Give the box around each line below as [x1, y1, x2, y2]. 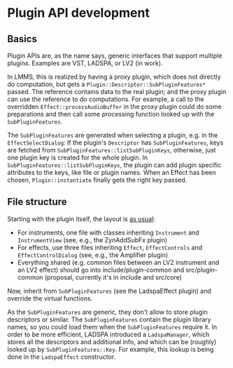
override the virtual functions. [7, 294, 93, 303]
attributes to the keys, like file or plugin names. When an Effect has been [7, 169, 216, 176]
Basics [7, 33, 37, 45]
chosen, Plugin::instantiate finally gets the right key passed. [7, 176, 188, 184]
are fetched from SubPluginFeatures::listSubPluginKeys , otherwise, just [7, 146, 216, 154]
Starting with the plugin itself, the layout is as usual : [7, 214, 155, 223]
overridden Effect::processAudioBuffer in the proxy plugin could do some [7, 103, 222, 110]
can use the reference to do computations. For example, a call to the [7, 95, 204, 103]
